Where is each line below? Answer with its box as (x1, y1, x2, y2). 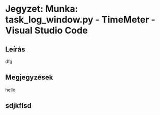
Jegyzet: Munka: (5, 3, 78, 15)
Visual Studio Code (5, 25, 88, 36)
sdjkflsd (5, 101, 31, 110)
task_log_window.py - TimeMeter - (5, 14, 156, 25)
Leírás (5, 45, 25, 53)
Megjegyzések (5, 73, 53, 82)
